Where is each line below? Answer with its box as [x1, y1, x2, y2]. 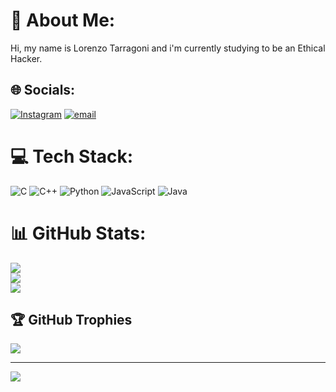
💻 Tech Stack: [10, 145, 134, 168]
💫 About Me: [10, 9, 116, 32]
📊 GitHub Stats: [10, 222, 147, 244]
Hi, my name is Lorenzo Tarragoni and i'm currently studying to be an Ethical [10, 42, 326, 54]
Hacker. [10, 52, 43, 64]
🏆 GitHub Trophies [10, 312, 133, 329]
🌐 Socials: [10, 82, 76, 99]
